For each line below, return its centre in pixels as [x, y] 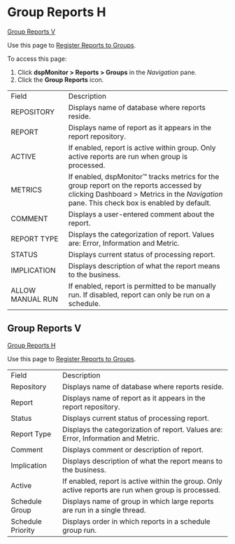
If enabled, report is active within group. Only [142, 148]
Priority [23, 530]
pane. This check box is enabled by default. [140, 202]
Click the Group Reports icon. [60, 79]
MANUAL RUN [34, 299]
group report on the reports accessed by [135, 185]
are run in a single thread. [104, 510]
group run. [80, 530]
